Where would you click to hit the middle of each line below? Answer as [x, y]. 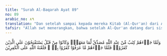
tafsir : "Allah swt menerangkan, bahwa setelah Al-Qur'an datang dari [80, 28]
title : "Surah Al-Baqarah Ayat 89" [42, 10]
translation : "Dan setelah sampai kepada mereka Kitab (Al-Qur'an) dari [82, 24]
